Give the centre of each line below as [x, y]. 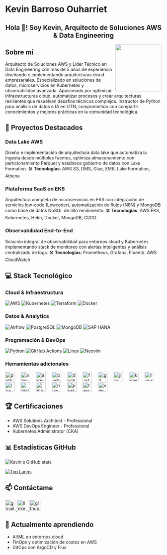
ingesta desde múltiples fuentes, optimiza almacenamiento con [70, 158]
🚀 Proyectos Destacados [44, 127]
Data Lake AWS [24, 141]
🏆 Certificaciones [34, 406]
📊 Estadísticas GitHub [41, 448]
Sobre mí [19, 52]
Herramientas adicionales [37, 364]
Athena [12, 176]
